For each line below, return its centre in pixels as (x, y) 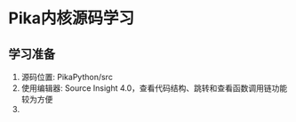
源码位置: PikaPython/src (67, 77)
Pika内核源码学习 (72, 18)
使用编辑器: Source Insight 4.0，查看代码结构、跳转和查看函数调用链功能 (154, 88)
